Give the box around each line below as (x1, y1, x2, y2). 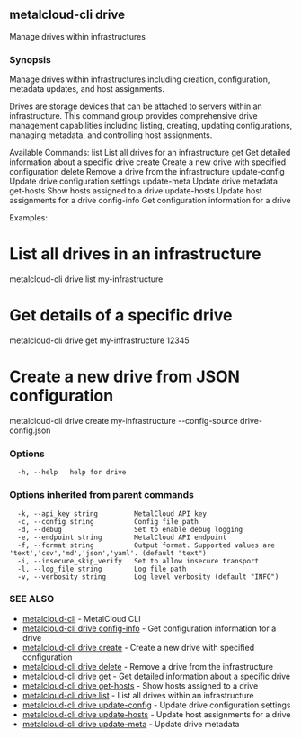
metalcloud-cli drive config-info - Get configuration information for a (22, 623, 277, 634)
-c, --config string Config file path (17, 517, 199, 526)
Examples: (9, 212, 48, 223)
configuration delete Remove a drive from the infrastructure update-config (9, 166, 285, 177)
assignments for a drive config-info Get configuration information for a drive (9, 195, 291, 206)
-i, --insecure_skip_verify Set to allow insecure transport (17, 556, 259, 565)
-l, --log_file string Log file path (17, 564, 187, 573)
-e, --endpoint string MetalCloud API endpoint (17, 533, 227, 542)
